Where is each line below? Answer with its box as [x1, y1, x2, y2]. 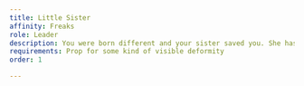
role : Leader [9, 30, 59, 39]
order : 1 [9, 55, 43, 64]
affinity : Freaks [9, 22, 75, 31]
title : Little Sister [9, 13, 91, 23]
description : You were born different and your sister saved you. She [9, 38, 281, 48]
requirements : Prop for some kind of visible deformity [9, 47, 224, 56]
